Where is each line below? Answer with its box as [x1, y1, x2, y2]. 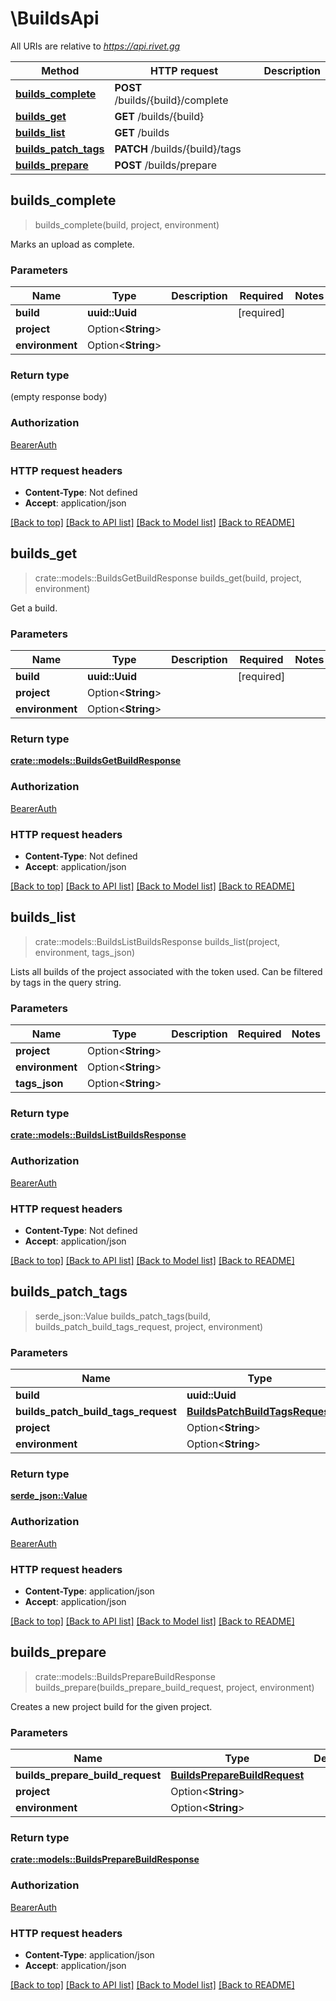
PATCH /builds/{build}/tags [114, 142, 242, 156]
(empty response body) [10, 391, 108, 403]
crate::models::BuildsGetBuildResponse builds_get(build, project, [34, 572, 302, 584]
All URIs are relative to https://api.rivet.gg [10, 40, 181, 52]
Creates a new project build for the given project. [10, 1700, 213, 1712]
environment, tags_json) [34, 946, 136, 958]
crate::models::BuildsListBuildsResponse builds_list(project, [34, 935, 281, 947]
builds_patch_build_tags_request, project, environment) [34, 1320, 264, 1332]
